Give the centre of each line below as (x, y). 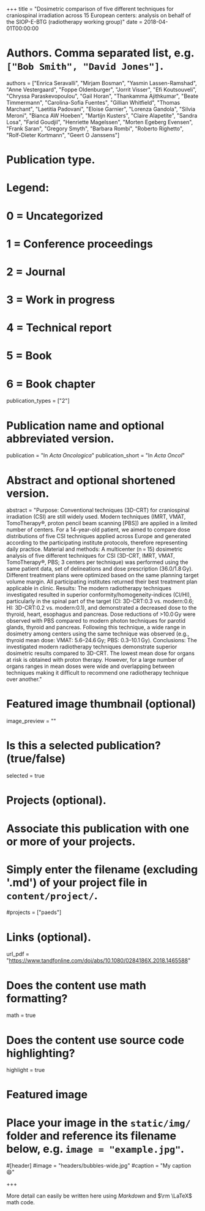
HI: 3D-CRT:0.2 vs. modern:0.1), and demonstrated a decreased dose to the (102, 608)
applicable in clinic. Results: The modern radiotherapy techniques (89, 588)
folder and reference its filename (91, 1136)
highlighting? (41, 1053)
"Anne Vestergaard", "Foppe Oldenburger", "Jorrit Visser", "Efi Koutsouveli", (102, 89)
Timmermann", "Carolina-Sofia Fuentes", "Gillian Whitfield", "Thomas (93, 102)
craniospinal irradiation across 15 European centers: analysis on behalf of (99, 15)
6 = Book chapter (51, 384)
